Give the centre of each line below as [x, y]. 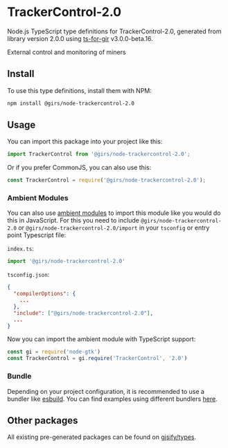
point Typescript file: [37, 235]
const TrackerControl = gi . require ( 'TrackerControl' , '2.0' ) [97, 359]
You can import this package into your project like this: [85, 141]
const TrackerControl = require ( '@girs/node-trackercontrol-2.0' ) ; [107, 180]
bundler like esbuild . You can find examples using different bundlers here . [113, 399]
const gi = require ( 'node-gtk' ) [54, 352]
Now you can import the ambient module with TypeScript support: [102, 339]
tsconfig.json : [28, 275]
